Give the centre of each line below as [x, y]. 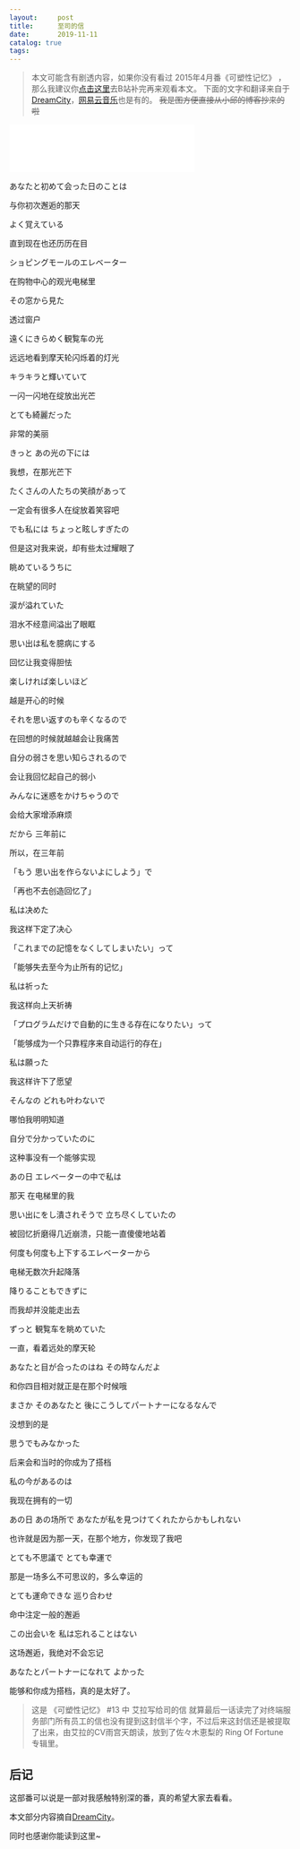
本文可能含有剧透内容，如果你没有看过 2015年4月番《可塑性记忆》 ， [159, 78]
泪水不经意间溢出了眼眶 [52, 625]
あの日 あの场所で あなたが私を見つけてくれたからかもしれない [125, 1519]
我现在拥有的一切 [41, 1500]
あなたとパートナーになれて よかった [77, 1672]
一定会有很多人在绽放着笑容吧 [64, 510]
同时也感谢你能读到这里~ [55, 1836]
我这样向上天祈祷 [41, 1006]
